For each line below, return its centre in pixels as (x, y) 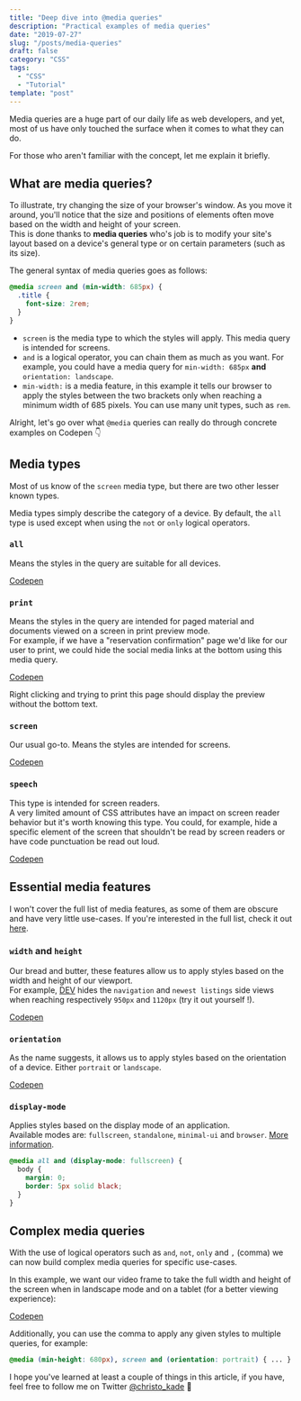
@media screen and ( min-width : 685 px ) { (86, 287)
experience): (33, 1299)
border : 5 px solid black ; (74, 1187)
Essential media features (80, 887)
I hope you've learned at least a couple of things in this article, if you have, (147, 1377)
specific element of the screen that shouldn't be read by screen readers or (147, 832)
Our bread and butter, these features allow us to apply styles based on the (147, 970)
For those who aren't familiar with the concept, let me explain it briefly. (140, 155)
